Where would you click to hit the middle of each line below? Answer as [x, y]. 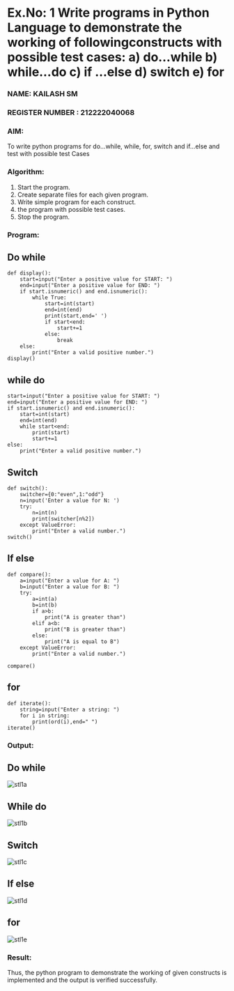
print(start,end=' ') [76, 316]
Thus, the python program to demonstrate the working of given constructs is [117, 972]
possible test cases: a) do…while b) [112, 57]
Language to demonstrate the [95, 28]
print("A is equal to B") [82, 642]
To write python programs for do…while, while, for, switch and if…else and [114, 146]
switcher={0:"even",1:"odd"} [62, 494]
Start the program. [44, 187]
